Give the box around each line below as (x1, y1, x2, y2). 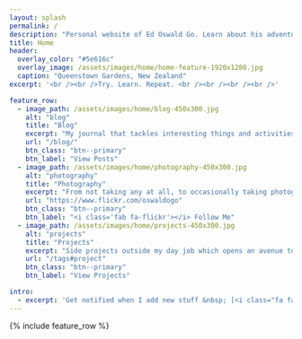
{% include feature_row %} (9, 320, 110, 331)
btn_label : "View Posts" (25, 154, 119, 163)
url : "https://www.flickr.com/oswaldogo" (25, 196, 182, 205)
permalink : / (9, 22, 58, 30)
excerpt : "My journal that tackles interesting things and (25, 129, 252, 139)
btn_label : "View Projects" (25, 271, 130, 281)
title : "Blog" (25, 121, 78, 130)
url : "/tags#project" (25, 255, 106, 264)
